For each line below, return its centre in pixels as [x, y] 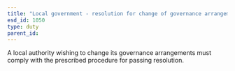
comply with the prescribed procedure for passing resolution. [95, 61]
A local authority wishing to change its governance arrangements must [109, 53]
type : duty [23, 26]
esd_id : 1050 [26, 20]
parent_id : [23, 33]
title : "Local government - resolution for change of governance [104, 14]
